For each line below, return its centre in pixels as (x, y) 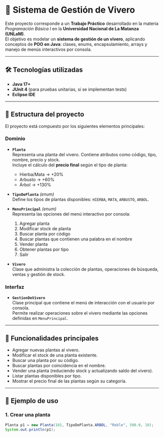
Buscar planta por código (45, 234)
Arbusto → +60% (37, 179)
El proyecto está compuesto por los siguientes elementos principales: (75, 126)
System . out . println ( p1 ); (30, 429)
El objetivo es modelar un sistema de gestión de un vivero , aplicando (75, 39)
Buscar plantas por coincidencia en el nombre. (59, 365)
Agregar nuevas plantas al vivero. (46, 350)
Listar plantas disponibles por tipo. (47, 376)
